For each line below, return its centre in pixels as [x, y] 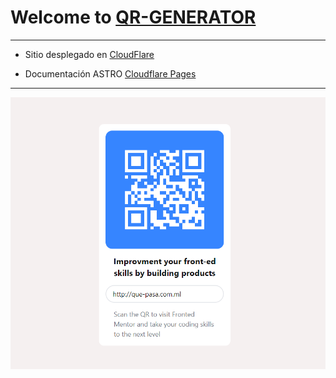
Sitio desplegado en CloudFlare [89, 54]
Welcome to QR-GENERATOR [133, 17]
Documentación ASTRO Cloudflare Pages [110, 73]
